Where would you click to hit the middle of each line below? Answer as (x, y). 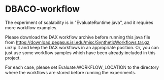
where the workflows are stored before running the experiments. (71, 72)
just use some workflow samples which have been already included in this (81, 53)
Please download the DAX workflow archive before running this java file (78, 37)
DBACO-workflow (42, 9)
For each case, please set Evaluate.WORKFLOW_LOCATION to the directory (82, 67)
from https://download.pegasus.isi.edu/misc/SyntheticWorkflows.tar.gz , (78, 42)
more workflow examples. (31, 27)
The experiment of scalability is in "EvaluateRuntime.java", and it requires (79, 22)
